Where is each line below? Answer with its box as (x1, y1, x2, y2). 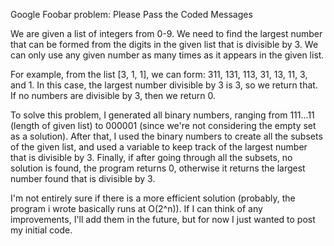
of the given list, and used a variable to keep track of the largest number (10, 141, 308, 153)
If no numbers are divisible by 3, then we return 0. (10, 90, 216, 101)
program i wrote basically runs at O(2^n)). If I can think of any (10, 203, 263, 214)
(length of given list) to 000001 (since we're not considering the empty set (10, 120, 317, 131)
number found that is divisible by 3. (10, 173, 156, 184)
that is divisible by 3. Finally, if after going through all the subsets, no (10, 152, 293, 163)
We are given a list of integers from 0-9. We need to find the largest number (10, 28, 323, 39)
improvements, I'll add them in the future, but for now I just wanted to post (10, 214, 316, 225)
